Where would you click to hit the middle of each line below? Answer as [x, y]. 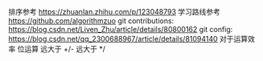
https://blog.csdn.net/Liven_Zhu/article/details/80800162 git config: [121, 29]
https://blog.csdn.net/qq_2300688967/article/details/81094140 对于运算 [128, 39]
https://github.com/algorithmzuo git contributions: [91, 21]
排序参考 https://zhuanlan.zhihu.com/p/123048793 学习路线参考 [115, 12]
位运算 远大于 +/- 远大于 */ [62, 49]
